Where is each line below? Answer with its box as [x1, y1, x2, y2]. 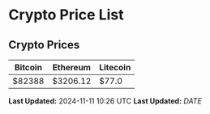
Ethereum [52, 62, 92, 73]
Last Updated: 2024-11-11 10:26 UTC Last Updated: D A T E [8, 96, 203, 106]
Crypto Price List [8, 6, 124, 24]
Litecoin [98, 62, 131, 73]
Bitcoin [14, 62, 43, 73]
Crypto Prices [8, 38, 80, 52]
